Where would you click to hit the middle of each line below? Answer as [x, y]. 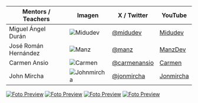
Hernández [24, 53]
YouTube [174, 15]
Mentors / [36, 11]
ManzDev [173, 49]
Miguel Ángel [27, 29]
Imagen [88, 15]
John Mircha [27, 76]
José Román [26, 46]
